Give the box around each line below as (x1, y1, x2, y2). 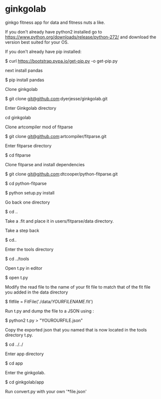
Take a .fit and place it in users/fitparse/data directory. (5, 218, 114, 224)
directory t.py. (5, 332, 33, 338)
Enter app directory (5, 351, 44, 357)
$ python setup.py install (5, 190, 55, 195)
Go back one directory (5, 199, 50, 205)
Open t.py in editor (5, 265, 43, 271)
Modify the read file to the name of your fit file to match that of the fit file (5, 284, 151, 290)
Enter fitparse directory (5, 142, 52, 149)
